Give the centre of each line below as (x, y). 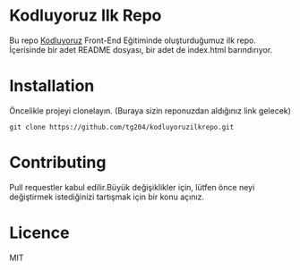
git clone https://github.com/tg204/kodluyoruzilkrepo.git (122, 127)
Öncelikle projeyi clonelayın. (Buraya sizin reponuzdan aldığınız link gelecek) (150, 110)
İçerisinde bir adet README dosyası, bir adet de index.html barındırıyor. (141, 49)
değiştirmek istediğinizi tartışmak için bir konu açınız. (107, 197)
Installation (52, 86)
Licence (39, 232)
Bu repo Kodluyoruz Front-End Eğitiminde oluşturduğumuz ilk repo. (133, 40)
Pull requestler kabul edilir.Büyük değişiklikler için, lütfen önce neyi (132, 187)
